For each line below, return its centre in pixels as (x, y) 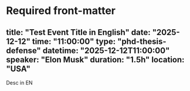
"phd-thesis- (142, 41)
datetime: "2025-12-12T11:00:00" (106, 50)
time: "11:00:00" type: (74, 41)
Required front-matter (61, 11)
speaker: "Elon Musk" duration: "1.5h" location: (95, 60)
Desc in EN (20, 83)
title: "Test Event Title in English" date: (78, 32)
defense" (23, 50)
